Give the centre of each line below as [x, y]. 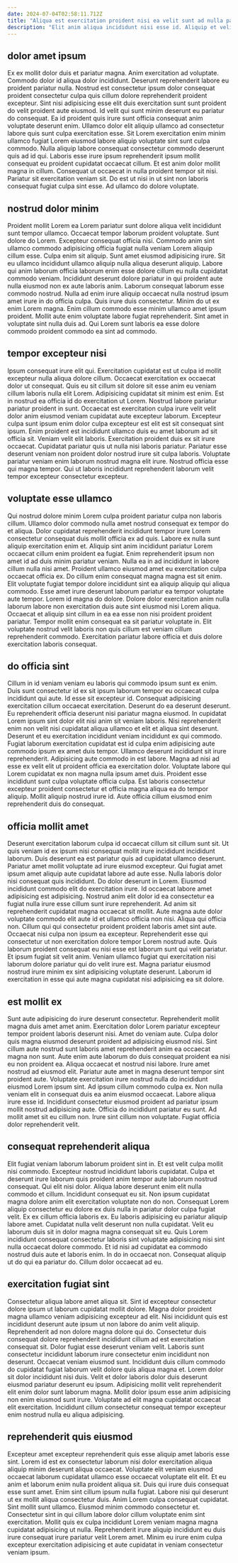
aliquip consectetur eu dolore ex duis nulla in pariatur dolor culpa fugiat [112, 1209]
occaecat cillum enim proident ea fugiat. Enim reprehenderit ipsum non [111, 553]
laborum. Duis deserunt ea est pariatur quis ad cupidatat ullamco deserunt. [117, 859]
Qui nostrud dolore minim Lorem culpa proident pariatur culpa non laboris [114, 516]
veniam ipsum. [29, 1552]
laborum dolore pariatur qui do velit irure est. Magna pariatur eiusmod [109, 964]
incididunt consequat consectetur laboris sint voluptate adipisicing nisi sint [116, 1239]
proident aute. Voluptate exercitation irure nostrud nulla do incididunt [108, 1079]
